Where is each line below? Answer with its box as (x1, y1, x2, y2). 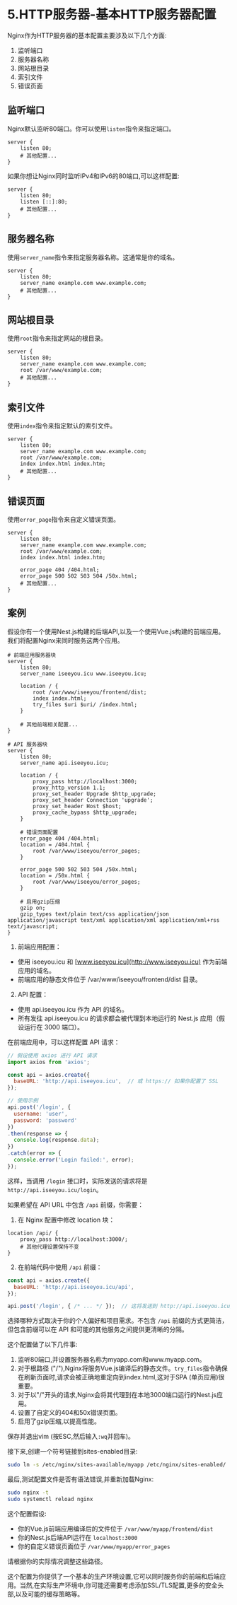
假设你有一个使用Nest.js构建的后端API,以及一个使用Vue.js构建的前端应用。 (7, 627, 225, 636)
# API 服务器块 (7, 740, 48, 748)
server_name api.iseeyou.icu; (20, 759, 110, 766)
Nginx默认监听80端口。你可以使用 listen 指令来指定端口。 (7, 124, 175, 133)
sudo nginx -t (7, 1489, 50, 1496)
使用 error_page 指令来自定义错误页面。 (7, 515, 120, 523)
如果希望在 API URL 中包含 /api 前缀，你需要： (7, 1200, 144, 1209)
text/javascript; (7, 923, 59, 930)
